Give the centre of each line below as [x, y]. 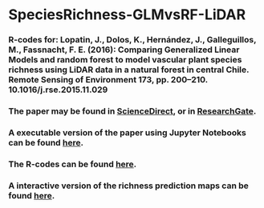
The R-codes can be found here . [73, 164]
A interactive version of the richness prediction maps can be [128, 186]
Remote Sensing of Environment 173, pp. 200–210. [108, 80]
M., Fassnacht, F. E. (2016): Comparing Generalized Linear [124, 50]
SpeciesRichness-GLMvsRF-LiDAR [127, 15]
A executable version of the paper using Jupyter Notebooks [127, 132]
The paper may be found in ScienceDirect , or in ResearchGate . [132, 111]
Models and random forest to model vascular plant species [125, 60]
